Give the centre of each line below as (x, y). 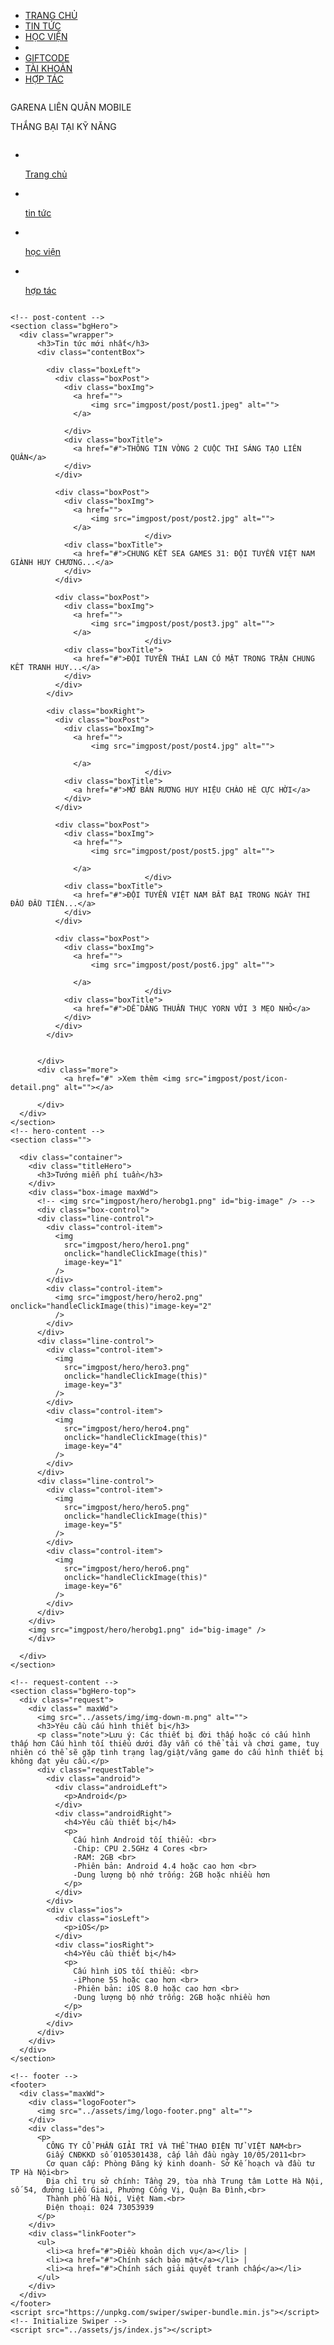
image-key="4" (93, 1446)
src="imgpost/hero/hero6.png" (126, 1569)
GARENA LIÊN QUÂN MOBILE (71, 107)
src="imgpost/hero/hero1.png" (126, 1245)
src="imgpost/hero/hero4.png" (126, 1429)
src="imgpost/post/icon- (236, 1079)
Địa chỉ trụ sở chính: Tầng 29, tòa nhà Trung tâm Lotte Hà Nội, (185, 2181)
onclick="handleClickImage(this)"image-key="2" (111, 1306)
